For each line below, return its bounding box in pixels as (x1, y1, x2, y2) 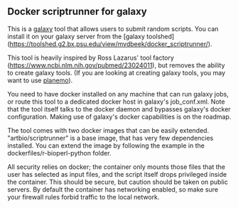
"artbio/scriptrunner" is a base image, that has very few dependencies (7, 133, 214, 142)
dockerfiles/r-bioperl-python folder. (7, 148, 112, 157)
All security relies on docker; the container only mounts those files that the (7, 163, 226, 171)
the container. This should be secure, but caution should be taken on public (7, 177, 229, 186)
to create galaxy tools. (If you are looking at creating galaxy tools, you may (7, 68, 226, 77)
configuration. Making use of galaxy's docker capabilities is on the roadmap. (7, 112, 232, 121)
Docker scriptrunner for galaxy (7, 6, 147, 18)
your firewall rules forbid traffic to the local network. (7, 192, 160, 201)
